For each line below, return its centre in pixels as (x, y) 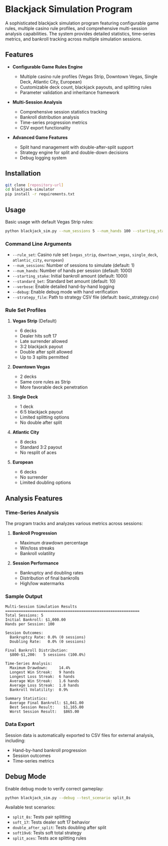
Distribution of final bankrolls (49, 578)
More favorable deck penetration (54, 387)
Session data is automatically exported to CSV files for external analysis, (80, 735)
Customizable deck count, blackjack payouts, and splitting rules (85, 87)
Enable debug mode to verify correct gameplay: (54, 788)
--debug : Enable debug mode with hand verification (65, 292)
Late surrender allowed (44, 341)
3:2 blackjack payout (41, 346)
